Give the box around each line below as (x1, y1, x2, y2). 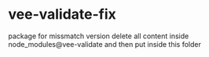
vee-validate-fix (8, 5, 116, 23)
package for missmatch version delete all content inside (8, 31, 189, 41)
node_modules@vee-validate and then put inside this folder (8, 39, 202, 48)
